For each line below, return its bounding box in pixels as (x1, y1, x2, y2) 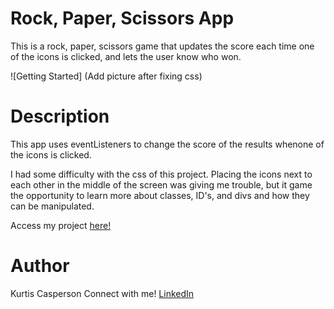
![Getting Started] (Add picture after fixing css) (10, 70, 203, 82)
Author (10, 255, 70, 277)
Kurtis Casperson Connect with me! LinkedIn (10, 287, 195, 299)
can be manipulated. (10, 200, 95, 212)
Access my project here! (10, 219, 112, 231)
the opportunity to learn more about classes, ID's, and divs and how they (10, 189, 310, 201)
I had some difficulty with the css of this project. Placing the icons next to (10, 168, 313, 180)
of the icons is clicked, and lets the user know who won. (10, 50, 242, 62)
